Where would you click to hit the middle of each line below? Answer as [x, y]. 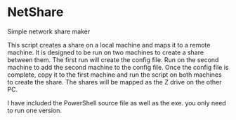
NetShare [35, 12]
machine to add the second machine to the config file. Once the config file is [118, 67]
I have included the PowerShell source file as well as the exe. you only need [117, 103]
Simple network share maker [49, 31]
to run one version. [34, 110]
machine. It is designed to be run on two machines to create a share [106, 52]
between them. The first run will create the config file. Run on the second [113, 59]
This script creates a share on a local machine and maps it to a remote [109, 45]
